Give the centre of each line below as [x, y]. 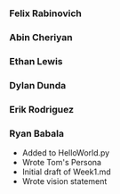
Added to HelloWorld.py [66, 152]
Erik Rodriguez [41, 109]
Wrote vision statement [64, 181]
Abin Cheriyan [41, 37]
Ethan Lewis [36, 61]
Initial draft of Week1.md [66, 172]
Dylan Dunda [38, 85]
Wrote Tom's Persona [62, 162]
